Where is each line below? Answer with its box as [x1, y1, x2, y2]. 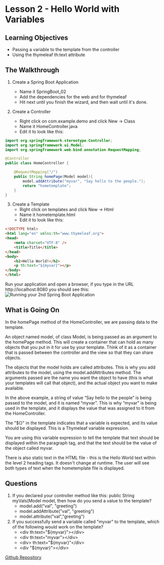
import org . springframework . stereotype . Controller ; [5, 138, 113, 143]
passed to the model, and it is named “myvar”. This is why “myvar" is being [5, 400, 157, 406]
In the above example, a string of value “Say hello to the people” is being [5, 395, 152, 401]
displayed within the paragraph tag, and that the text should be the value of [5, 439, 157, 446]
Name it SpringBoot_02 [19, 89, 67, 94]
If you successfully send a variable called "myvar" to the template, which [12, 518, 160, 525]
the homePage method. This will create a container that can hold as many [5, 339, 154, 345]
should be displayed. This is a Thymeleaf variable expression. [5, 425, 130, 431]
